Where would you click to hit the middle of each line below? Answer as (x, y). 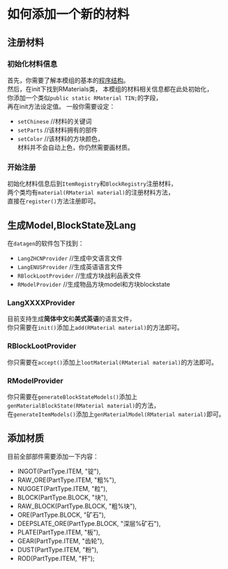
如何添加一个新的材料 (69, 14)
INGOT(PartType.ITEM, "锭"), (59, 471)
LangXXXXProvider (41, 303)
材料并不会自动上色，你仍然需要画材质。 (75, 147)
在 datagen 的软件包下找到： (46, 243)
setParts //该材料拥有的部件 (58, 130)
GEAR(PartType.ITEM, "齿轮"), (61, 540)
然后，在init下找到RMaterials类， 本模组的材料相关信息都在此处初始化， (110, 89)
